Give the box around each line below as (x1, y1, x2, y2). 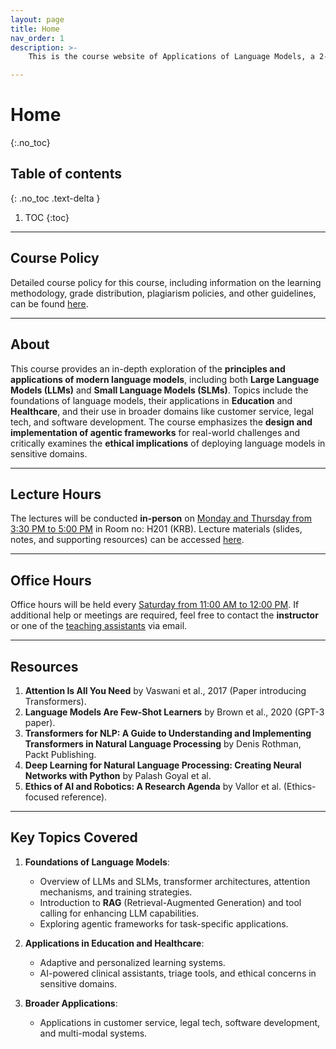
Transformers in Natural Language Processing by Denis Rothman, (24, 737, 302, 750)
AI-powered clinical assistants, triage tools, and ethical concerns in (39, 967, 317, 979)
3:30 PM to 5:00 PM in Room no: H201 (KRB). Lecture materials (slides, (10, 523, 303, 535)
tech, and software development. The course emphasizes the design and (10, 416, 313, 428)
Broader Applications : (24, 997, 118, 1009)
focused (24, 791, 60, 803)
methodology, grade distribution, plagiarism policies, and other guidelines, (10, 287, 317, 299)
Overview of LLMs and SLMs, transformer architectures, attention (39, 875, 311, 887)
